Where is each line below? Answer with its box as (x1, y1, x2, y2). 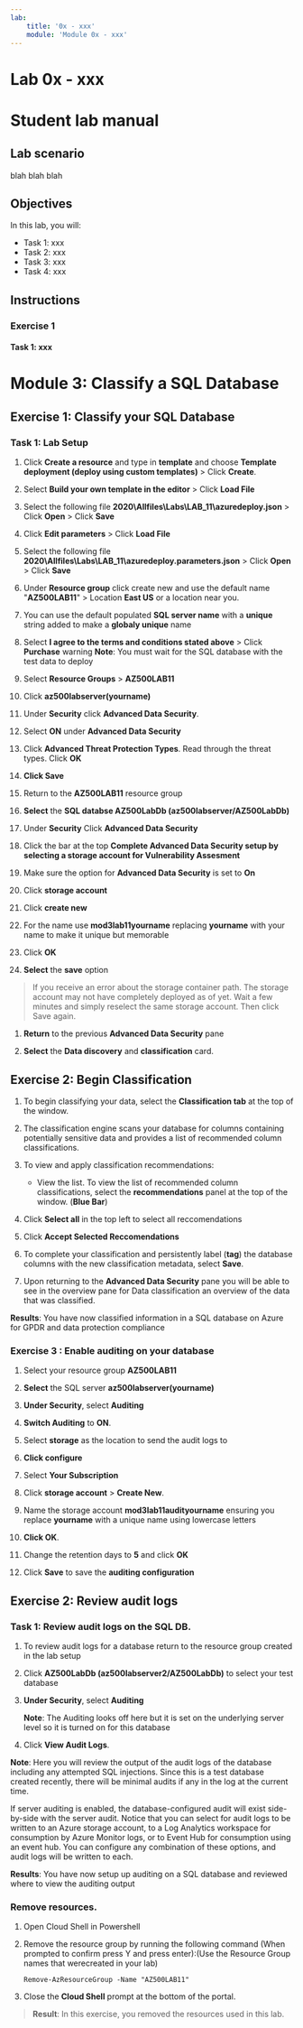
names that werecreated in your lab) (23, 1958, 159, 1968)
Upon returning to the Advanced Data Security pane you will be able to (23, 1275, 289, 1286)
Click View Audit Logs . (23, 1739, 110, 1750)
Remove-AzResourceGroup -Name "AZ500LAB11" (23, 1976, 190, 1985)
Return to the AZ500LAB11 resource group (23, 788, 183, 799)
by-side (10, 1812, 39, 1823)
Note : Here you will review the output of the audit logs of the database (10, 1756, 272, 1767)
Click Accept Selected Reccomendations (23, 1231, 179, 1242)
